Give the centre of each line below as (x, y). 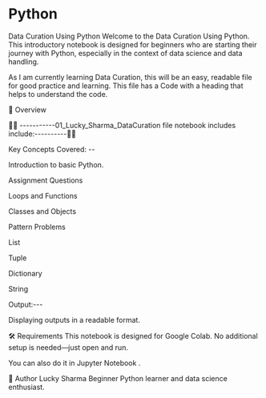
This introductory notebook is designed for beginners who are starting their (133, 44)
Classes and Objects (42, 211)
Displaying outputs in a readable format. (74, 320)
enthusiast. (27, 387)
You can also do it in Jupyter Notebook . (75, 363)
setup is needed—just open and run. (68, 347)
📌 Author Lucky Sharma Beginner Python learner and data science (118, 378)
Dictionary (25, 273)
